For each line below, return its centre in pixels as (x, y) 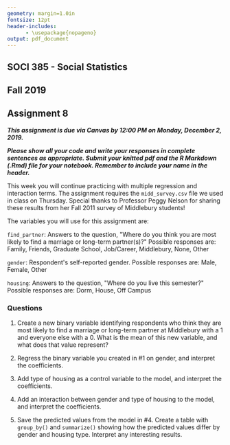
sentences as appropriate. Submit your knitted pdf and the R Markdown (112, 158)
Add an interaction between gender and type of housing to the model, (116, 400)
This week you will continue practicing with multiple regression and (102, 185)
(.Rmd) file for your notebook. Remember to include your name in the (107, 165)
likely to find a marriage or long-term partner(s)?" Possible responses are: (112, 242)
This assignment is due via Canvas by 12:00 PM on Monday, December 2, (114, 130)
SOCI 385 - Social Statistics (68, 67)
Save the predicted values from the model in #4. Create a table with (113, 420)
